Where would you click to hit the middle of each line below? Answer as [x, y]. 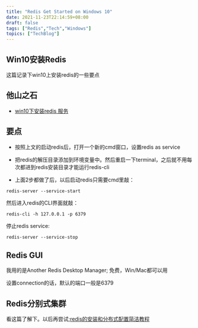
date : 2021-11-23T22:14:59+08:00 [47, 17]
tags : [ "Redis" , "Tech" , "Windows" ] [49, 28]
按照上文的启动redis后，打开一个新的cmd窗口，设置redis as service [98, 147]
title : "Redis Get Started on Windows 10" [59, 12]
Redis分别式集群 [36, 303]
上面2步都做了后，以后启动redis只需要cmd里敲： [74, 180]
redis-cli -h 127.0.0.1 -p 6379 [46, 214]
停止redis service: [28, 226]
